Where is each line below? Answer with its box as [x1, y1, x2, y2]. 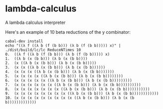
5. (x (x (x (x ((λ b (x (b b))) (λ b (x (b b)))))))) [5, 73, 123, 79]
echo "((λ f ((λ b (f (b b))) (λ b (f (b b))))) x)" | [5, 43, 121, 48]
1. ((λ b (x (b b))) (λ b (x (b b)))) [5, 56, 88, 61]
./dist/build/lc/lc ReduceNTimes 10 [5, 47, 81, 52]
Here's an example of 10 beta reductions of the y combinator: [5, 29, 131, 35]
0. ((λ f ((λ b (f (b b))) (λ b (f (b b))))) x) [5, 52, 110, 57]
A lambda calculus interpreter [5, 19, 66, 25]
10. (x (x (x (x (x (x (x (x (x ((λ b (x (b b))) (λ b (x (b [5, 95, 135, 100]
